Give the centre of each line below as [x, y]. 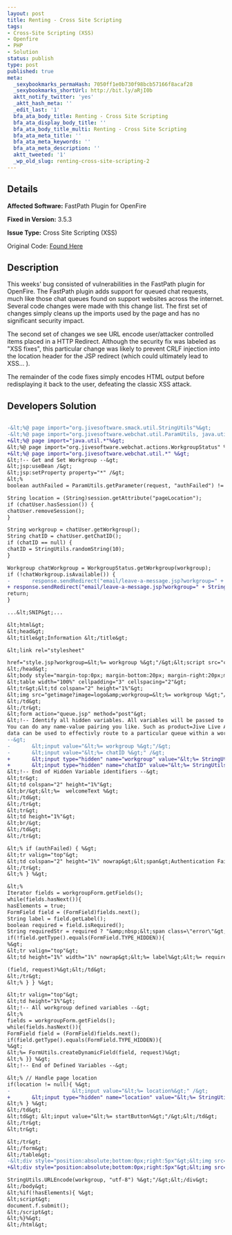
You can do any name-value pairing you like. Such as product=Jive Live [114, 727]
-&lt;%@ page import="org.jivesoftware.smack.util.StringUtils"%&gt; [109, 428]
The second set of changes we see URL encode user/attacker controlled [110, 334]
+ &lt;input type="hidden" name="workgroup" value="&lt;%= [103, 759]
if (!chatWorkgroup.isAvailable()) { [61, 574]
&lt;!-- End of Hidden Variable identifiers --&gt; [83, 772]
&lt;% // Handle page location [52, 1078]
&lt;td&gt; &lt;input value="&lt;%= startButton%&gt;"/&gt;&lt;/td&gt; [112, 1117]
